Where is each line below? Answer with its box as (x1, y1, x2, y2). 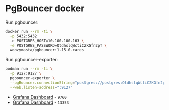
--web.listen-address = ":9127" (10, 85, 73, 90)
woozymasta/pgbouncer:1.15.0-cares (10, 48, 84, 53)
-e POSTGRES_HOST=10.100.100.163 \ (10, 38, 84, 43)
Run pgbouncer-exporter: (5, 57, 58, 63)
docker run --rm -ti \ (5, 29, 53, 34)
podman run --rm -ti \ (5, 66, 53, 71)
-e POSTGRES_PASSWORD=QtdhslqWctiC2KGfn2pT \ (10, 43, 107, 48)
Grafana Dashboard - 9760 (12, 94, 67, 100)
